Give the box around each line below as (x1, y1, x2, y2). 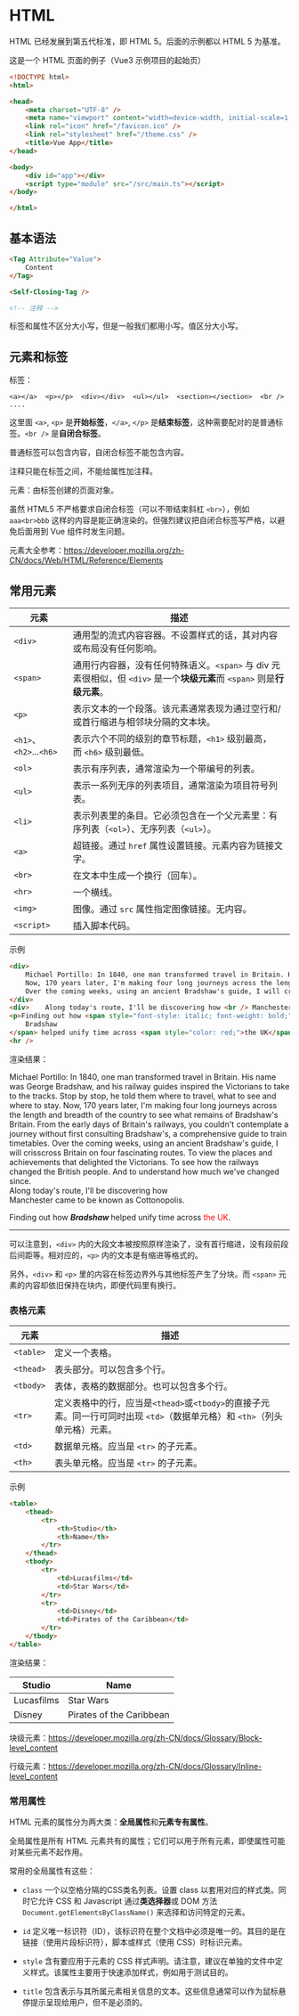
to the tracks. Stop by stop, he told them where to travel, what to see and (9, 1090, 277, 1101)
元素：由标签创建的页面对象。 (9, 485, 118, 495)
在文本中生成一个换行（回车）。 (72, 869, 203, 882)
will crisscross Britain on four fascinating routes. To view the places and (9, 1147, 273, 1158)
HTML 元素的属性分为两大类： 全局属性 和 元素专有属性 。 (9, 1816, 214, 1827)
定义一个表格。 (54, 1347, 117, 1359)
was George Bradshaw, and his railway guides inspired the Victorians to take (9, 1081, 290, 1091)
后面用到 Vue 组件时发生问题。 (16, 526, 130, 537)
